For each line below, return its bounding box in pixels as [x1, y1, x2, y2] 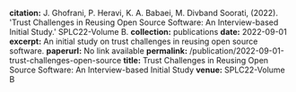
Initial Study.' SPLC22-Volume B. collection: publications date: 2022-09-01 [9, 27, 287, 37]
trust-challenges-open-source [9, 55, 122, 65]
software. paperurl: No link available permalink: [9, 46, 188, 56]
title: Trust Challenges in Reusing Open [123, 55, 269, 65]
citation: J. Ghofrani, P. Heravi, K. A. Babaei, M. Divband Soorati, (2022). [9, 8, 278, 18]
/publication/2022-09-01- [189, 46, 284, 56]
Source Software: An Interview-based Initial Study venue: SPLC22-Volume [9, 64, 285, 75]
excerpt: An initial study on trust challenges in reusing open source [9, 36, 258, 46]
